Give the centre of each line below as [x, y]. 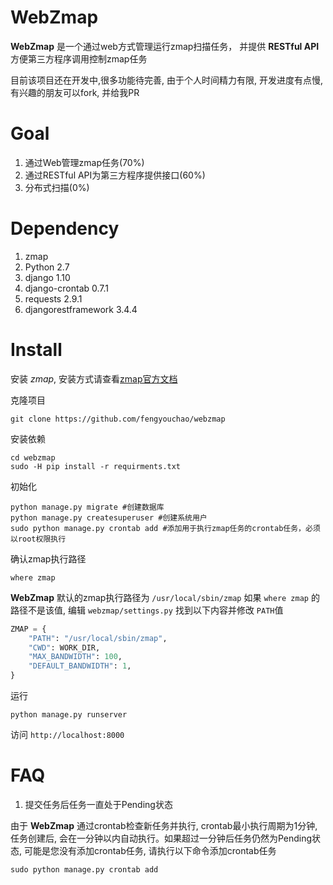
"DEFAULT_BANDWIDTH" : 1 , [80, 666]
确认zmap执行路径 [48, 558]
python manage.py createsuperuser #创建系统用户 [109, 517]
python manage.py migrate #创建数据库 [87, 507]
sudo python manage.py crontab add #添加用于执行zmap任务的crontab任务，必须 [165, 528]
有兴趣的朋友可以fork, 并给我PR [75, 92]
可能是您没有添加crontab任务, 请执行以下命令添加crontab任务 [150, 850]
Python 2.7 [47, 267]
